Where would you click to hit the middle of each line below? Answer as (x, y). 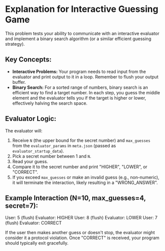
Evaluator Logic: (31, 119)
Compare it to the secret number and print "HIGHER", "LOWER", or (80, 167)
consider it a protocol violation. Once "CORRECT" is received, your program (82, 238)
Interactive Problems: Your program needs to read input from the (79, 71)
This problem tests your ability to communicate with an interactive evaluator (82, 33)
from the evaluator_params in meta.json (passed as (64, 145)
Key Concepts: (28, 60)
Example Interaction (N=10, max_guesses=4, (76, 198)
